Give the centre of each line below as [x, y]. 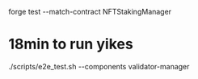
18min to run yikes [71, 44]
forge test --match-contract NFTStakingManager [90, 12]
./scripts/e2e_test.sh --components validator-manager [99, 66]
